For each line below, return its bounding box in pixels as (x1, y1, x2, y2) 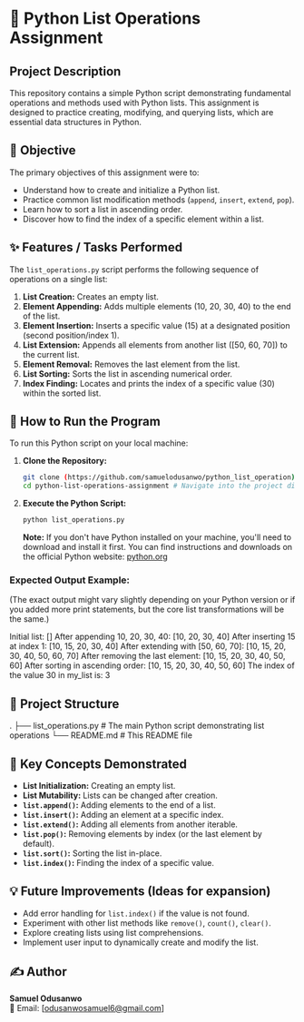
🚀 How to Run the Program (9, 414, 161, 429)
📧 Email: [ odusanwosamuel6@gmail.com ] (9, 1002, 165, 1013)
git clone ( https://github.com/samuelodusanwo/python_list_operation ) (22, 473, 296, 482)
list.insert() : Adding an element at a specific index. (22, 809, 224, 820)
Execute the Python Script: (22, 498, 127, 509)
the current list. (22, 349, 80, 359)
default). (22, 838, 54, 849)
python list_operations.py (22, 516, 125, 525)
